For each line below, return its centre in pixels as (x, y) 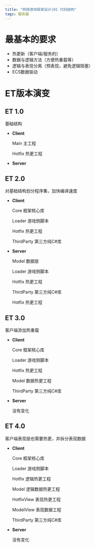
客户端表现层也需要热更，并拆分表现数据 (45, 438)
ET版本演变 (27, 93)
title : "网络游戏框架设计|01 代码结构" (41, 9)
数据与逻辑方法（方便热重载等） (44, 60)
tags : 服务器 (17, 14)
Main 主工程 (24, 143)
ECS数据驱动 (25, 72)
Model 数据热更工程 (32, 381)
